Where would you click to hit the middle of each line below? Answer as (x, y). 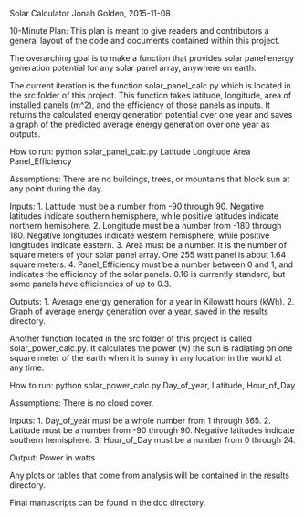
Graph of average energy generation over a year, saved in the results (139, 311)
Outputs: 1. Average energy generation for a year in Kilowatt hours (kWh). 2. (152, 301)
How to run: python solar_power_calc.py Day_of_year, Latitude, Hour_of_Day (152, 385)
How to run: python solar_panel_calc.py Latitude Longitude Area (130, 151)
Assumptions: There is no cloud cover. (82, 403)
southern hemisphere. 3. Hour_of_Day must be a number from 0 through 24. (152, 440)
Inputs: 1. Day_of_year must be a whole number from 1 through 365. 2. (140, 420)
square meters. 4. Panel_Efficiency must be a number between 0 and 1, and (152, 264)
